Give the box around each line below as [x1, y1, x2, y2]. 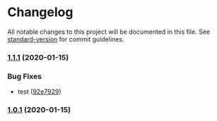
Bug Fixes [7, 71, 42, 81]
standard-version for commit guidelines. [7, 34, 124, 43]
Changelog [7, 4, 74, 20]
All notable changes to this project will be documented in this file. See [7, 27, 211, 36]
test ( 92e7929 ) [17, 87, 61, 96]
